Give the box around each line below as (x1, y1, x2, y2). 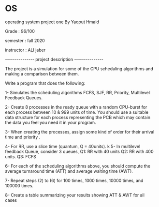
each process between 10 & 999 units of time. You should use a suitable (5, 109, 149, 115)
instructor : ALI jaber (5, 47, 46, 53)
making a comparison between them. (5, 71, 79, 76)
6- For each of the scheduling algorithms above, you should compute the (5, 163, 151, 169)
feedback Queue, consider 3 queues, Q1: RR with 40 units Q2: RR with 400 (5, 148, 154, 154)
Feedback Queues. (5, 95, 43, 101)
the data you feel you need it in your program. (5, 119, 96, 125)
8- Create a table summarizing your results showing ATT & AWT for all (5, 192, 145, 198)
